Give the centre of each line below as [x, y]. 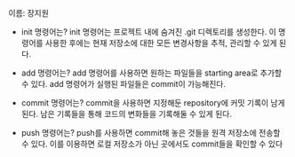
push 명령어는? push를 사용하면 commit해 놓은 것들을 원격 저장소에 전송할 [151, 133]
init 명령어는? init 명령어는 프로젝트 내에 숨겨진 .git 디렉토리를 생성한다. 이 [148, 32]
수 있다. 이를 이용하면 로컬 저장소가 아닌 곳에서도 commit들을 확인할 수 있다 [152, 144]
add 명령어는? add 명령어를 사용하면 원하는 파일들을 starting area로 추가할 [151, 73]
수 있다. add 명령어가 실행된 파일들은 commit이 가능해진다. [123, 84]
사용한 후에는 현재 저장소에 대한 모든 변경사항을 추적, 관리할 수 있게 [161, 43]
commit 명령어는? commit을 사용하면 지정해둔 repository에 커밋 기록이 [145, 103]
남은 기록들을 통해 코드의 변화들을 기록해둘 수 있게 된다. [136, 114]
